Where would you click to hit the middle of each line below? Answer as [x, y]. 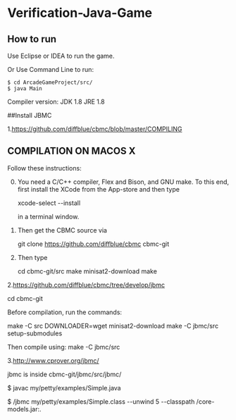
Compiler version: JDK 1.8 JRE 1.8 [56, 101]
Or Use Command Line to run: [50, 69]
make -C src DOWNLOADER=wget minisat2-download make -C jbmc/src [113, 326]
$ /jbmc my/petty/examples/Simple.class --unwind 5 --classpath [101, 401]
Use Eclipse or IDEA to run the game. [61, 56]
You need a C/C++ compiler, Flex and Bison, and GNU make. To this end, [123, 182]
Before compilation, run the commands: [64, 312]
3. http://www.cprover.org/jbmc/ [54, 360]
